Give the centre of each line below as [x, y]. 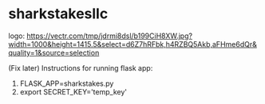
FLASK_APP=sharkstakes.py [67, 83]
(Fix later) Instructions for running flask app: [81, 67]
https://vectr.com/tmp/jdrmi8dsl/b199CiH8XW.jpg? [110, 36]
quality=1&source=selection [54, 52]
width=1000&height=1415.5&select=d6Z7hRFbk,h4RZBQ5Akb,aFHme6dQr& [132, 44]
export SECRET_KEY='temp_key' [73, 91]
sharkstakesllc [58, 14]
